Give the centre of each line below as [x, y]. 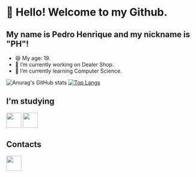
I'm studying [30, 101]
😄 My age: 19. [33, 58]
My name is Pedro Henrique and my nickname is [98, 34]
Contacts [24, 144]
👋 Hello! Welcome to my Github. [87, 12]
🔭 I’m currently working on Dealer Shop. [64, 64]
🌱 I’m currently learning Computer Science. [68, 71]
